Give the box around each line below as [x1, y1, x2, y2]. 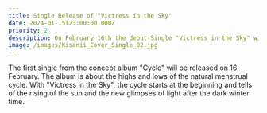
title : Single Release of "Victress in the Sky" [8, 11, 172, 20]
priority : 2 [8, 26, 48, 34]
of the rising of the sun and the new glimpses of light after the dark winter [8, 88, 250, 98]
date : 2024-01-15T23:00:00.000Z [8, 19, 115, 27]
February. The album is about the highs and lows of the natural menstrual [8, 72, 248, 81]
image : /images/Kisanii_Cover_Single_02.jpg [8, 41, 158, 49]
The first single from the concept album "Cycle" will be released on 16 [8, 63, 238, 72]
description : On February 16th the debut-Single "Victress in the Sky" [8, 33, 250, 42]
